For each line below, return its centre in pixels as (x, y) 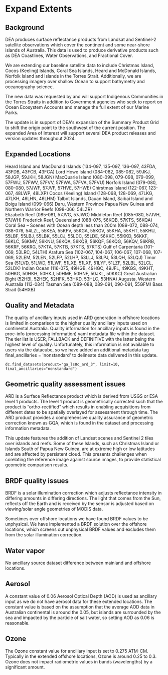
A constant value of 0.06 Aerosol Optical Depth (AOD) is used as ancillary (81, 596)
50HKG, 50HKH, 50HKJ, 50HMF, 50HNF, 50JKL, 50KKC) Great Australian (81, 273)
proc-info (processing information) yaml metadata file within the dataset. (80, 334)
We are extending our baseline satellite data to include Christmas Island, (80, 65)
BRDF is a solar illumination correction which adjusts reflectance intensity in (83, 493)
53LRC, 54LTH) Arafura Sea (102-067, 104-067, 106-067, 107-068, (84, 252)
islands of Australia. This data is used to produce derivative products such (82, 50)
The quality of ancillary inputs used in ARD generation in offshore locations (82, 318)
